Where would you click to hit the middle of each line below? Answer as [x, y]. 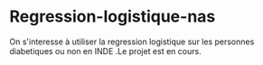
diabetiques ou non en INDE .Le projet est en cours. [105, 51]
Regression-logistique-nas [113, 17]
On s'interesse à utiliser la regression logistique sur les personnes [132, 42]
